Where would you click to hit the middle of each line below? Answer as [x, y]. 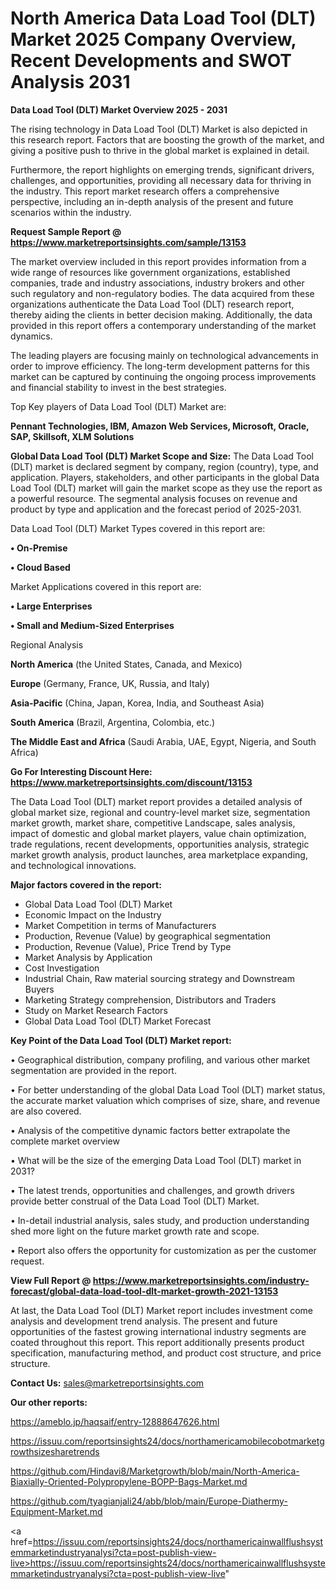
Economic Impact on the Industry [93, 914]
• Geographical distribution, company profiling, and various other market [160, 1059]
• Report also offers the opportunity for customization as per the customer [163, 1250]
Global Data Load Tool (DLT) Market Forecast [118, 1021]
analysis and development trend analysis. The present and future [144, 1321]
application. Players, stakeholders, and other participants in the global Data [165, 477]
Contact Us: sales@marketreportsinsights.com [107, 1383]
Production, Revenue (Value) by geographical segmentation [148, 936]
